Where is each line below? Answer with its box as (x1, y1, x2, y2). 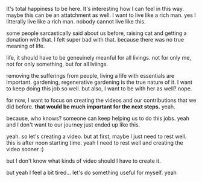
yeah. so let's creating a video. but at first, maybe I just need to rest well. (6, 133, 187, 140)
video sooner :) (6, 146, 44, 152)
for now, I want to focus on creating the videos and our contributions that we (6, 96, 197, 104)
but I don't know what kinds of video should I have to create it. (6, 157, 161, 165)
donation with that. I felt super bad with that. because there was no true (6, 36, 185, 43)
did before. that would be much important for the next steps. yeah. (6, 103, 176, 110)
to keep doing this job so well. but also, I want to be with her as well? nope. (6, 85, 192, 92)
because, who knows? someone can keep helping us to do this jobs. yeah (6, 115, 190, 122)
